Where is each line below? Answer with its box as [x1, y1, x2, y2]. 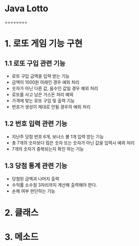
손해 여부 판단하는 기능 [11, 188, 56, 194]
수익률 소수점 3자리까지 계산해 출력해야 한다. [11, 182, 97, 187]
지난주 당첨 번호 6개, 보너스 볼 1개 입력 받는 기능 [11, 133, 104, 139]
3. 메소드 [4, 231, 39, 243]
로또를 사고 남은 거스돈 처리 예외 [11, 92, 74, 97]
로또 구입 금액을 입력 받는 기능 [11, 73, 70, 79]
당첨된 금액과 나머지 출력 [11, 176, 59, 182]
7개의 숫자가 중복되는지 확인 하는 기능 [11, 146, 84, 152]
